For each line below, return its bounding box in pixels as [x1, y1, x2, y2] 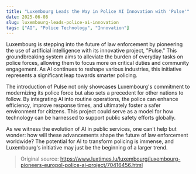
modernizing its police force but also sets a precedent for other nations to [6, 89, 184, 96]
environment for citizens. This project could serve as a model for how [6, 108, 174, 115]
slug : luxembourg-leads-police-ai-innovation [6, 19, 119, 25]
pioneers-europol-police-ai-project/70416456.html [20, 162, 143, 169]
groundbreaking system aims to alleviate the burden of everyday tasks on [6, 53, 183, 60]
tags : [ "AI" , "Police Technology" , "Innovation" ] [6, 25, 130, 31]
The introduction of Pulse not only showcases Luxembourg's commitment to [6, 83, 190, 91]
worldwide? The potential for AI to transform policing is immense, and [6, 138, 174, 145]
